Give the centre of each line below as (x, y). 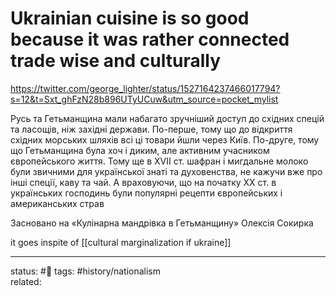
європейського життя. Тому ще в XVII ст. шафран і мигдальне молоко (159, 161)
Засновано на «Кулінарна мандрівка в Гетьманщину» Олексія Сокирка (162, 223)
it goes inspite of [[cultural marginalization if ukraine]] (121, 242)
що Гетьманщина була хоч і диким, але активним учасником (140, 150)
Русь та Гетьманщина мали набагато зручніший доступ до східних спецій (167, 118)
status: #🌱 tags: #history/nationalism (86, 271)
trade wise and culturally (116, 61)
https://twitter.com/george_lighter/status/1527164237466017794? (145, 88)
